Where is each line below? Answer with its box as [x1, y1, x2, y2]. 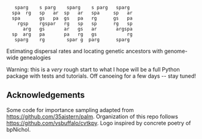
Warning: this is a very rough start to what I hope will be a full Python [6, 66, 181, 73]
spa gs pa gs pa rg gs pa [12, 15, 133, 21]
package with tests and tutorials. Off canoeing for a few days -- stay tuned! [6, 72, 196, 80]
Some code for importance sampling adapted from [6, 106, 134, 113]
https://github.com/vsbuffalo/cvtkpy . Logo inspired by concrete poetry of [6, 119, 191, 127]
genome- [164, 48, 188, 54]
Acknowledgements [6, 90, 85, 100]
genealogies [20, 54, 51, 61]
